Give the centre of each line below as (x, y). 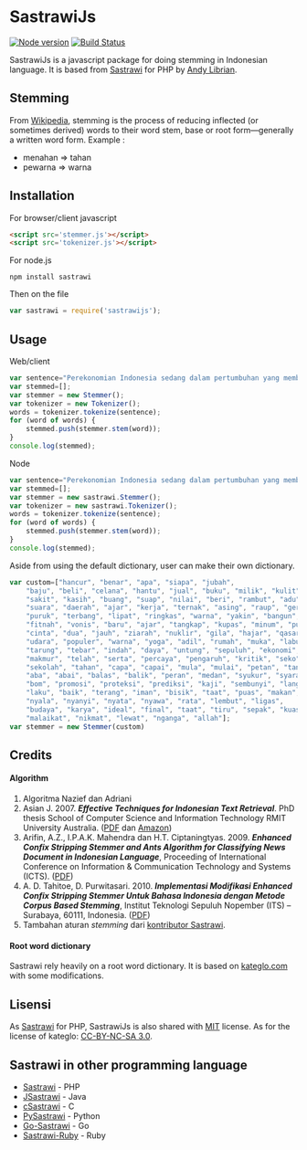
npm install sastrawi (51, 277)
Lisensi (31, 1004)
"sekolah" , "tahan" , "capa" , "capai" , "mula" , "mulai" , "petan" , (153, 667)
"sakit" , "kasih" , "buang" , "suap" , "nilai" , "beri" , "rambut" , (151, 599)
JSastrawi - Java (54, 1096)
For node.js (31, 260)
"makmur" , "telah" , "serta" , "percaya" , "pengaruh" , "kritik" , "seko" (163, 659)
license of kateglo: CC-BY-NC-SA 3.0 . (81, 1036)
